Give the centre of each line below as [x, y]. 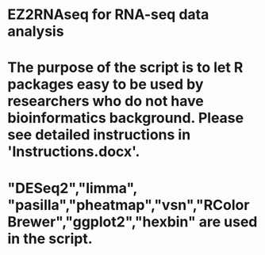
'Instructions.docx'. [74, 152]
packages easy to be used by [106, 84]
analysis [36, 31]
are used [228, 221]
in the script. [50, 238]
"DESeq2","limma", [73, 188]
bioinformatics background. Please [125, 118]
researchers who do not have [106, 101]
